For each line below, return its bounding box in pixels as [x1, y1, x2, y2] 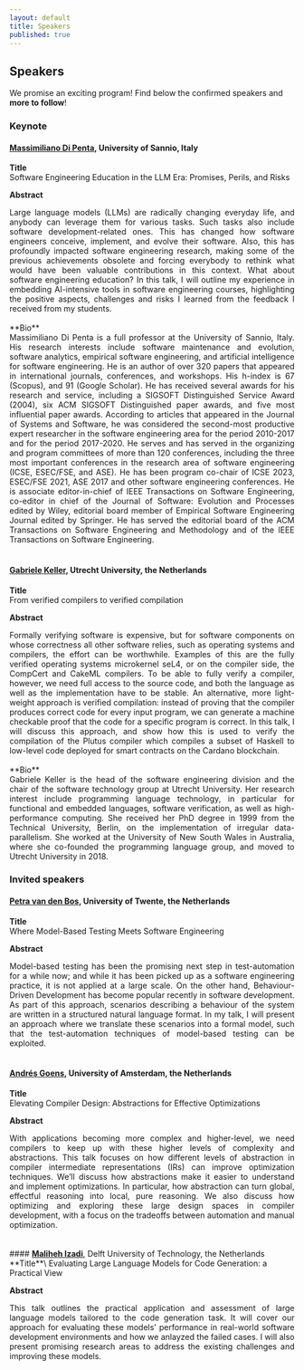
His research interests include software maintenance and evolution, [9, 341, 295, 353]
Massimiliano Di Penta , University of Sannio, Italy [9, 142, 199, 153]
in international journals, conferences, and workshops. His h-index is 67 [9, 370, 295, 381]
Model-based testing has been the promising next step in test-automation [9, 961, 295, 972]
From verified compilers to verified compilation [9, 594, 184, 605]
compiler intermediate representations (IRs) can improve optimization [9, 1161, 295, 1173]
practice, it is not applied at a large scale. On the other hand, [9, 980, 251, 991]
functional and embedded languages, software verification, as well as [9, 802, 273, 813]
